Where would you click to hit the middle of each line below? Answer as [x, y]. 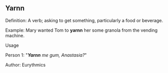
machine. [15, 35]
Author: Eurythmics [25, 64]
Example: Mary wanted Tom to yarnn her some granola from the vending [81, 30]
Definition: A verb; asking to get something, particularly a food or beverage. [84, 20]
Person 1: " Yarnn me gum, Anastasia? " [46, 55]
